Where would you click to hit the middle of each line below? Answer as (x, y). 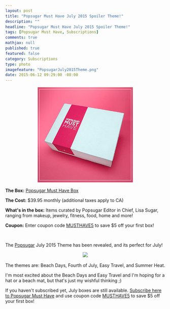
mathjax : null (20, 43)
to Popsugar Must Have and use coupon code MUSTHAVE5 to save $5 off (83, 296)
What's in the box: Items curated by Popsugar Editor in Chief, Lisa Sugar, (82, 210)
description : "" (22, 21)
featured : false (22, 53)
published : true (22, 48)
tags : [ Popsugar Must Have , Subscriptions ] (52, 32)
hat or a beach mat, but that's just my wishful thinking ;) (63, 281)
